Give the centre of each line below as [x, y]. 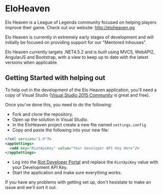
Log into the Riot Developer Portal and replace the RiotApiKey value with [85, 162]
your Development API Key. [40, 167]
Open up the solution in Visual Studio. [50, 119]
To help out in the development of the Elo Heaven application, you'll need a [81, 90]
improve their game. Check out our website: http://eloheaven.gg [70, 27]
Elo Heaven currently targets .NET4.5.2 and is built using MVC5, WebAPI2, [80, 52]
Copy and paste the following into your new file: [61, 130]
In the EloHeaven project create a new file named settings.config [79, 124]
